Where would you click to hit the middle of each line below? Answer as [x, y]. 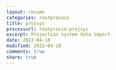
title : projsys [26, 23]
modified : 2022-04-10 [34, 46]
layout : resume [26, 12]
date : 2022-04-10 [28, 40]
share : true [21, 57]
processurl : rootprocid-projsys [47, 29]
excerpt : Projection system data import [59, 35]
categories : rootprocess [38, 18]
